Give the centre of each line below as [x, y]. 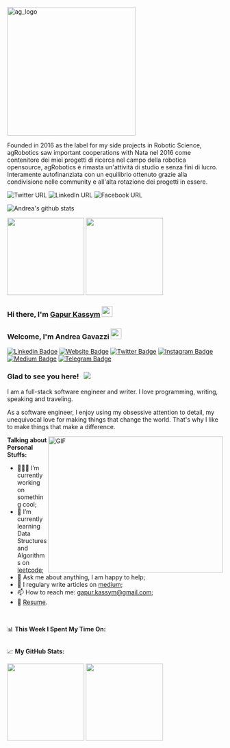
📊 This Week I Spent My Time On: [56, 629]
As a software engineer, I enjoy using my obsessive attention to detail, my [111, 412]
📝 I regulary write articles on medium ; [70, 584]
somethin [30, 497]
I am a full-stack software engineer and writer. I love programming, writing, [113, 391]
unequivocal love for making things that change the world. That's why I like [113, 419]
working [28, 482]
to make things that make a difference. [61, 426]
